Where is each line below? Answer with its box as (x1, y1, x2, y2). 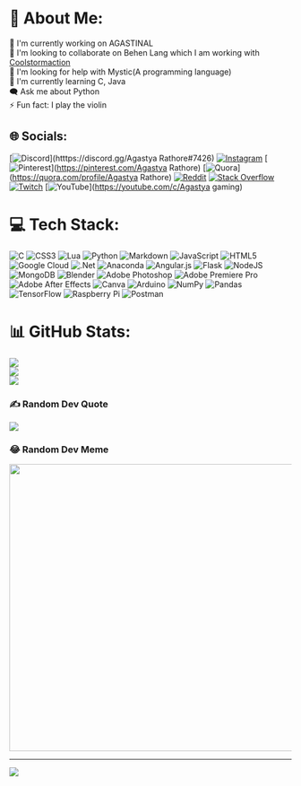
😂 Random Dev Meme (9, 443, 109, 456)
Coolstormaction (9, 57, 71, 67)
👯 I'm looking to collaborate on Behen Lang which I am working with (9, 47, 260, 57)
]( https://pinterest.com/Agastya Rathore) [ (50, 162, 206, 173)
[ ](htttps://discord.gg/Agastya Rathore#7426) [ (9, 153, 269, 163)
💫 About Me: (9, 8, 104, 29)
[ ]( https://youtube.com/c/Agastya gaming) (44, 181, 244, 192)
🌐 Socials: (9, 129, 68, 144)
